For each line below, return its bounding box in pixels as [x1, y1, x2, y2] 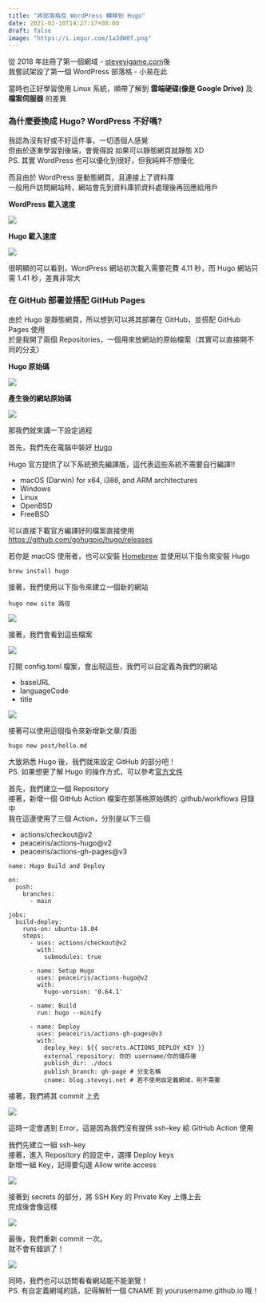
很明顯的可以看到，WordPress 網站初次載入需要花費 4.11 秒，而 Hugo [8, 263, 236, 272]
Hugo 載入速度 [8, 231, 57, 240]
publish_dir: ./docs [43, 1059, 113, 1067]
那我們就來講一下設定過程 [8, 425, 93, 435]
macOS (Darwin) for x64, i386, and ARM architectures [19, 475, 198, 485]
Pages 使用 [8, 324, 46, 334]
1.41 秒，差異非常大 [17, 273, 81, 283]
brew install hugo [8, 567, 69, 575]
